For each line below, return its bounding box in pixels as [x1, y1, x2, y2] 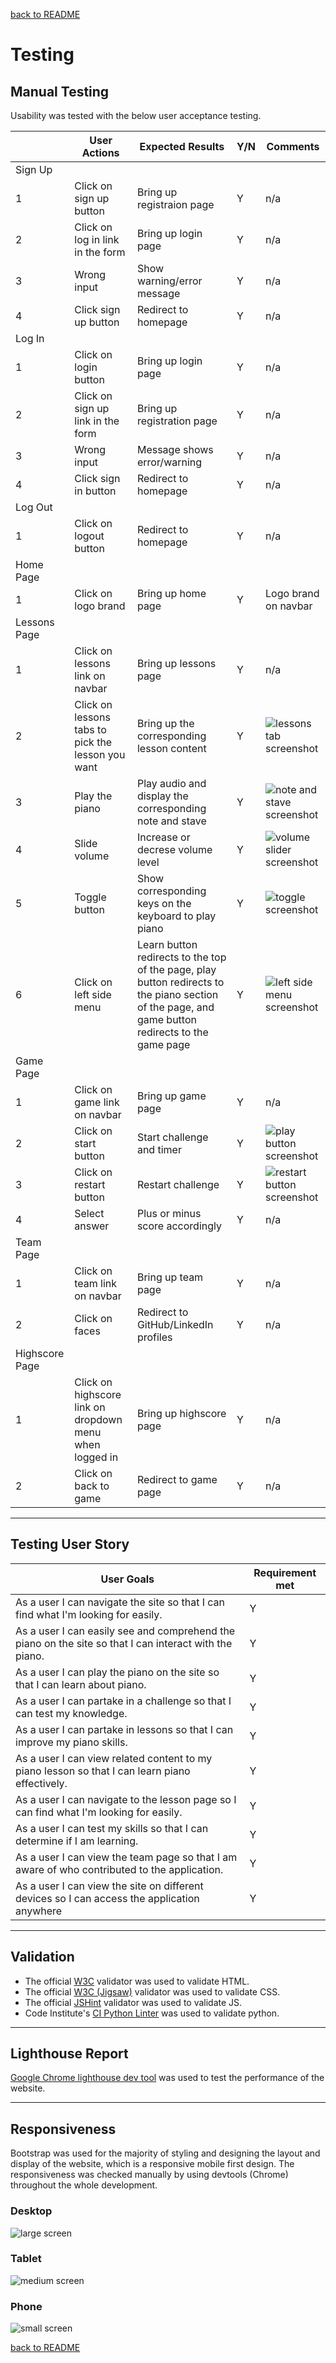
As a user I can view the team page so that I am [15, 1850, 238, 1864]
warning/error [136, 274, 203, 288]
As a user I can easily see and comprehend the [15, 1624, 236, 1638]
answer [74, 1219, 110, 1233]
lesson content [136, 742, 207, 755]
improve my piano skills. [15, 1735, 128, 1749]
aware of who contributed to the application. [15, 1862, 224, 1876]
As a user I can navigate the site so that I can [15, 1595, 226, 1609]
